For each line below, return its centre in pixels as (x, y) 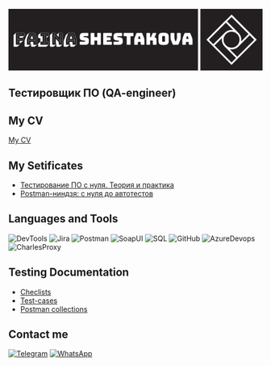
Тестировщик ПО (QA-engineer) (92, 93)
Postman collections (54, 309)
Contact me (38, 335)
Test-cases (39, 301)
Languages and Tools (63, 219)
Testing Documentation (69, 273)
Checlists (35, 292)
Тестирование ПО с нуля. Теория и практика (97, 185)
